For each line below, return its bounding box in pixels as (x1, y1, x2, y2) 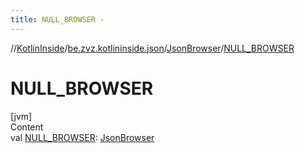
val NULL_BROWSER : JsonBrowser (10, 131, 155, 143)
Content (10, 121, 44, 133)
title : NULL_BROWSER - (10, 14, 105, 25)
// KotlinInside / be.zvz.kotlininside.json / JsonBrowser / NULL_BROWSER (10, 42, 295, 54)
